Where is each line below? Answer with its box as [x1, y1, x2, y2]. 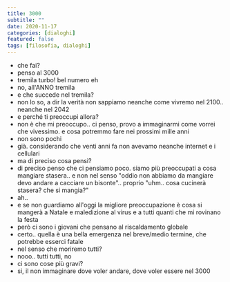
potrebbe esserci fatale [17, 238, 84, 245]
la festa [17, 216, 39, 223]
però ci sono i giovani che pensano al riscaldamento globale [17, 223, 189, 231]
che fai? [17, 62, 40, 69]
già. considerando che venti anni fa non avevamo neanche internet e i [17, 142, 216, 150]
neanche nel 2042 [17, 105, 70, 113]
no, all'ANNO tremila [17, 84, 75, 91]
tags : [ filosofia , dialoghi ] [7, 42, 91, 49]
